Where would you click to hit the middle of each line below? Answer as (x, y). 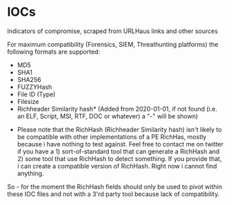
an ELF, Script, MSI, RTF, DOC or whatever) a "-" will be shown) (108, 116)
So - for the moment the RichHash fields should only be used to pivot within (115, 186)
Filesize (28, 101)
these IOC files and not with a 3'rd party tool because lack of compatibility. (113, 194)
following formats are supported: (54, 52)
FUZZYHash (34, 87)
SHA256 (29, 79)
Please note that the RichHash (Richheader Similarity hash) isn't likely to (119, 129)
